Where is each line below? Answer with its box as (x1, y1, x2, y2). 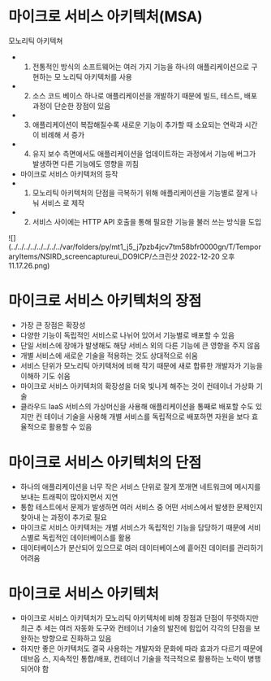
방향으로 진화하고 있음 (41, 633, 112, 643)
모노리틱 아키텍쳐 (8, 36, 63, 46)
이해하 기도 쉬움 (19, 371, 71, 381)
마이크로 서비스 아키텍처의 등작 (19, 168, 118, 179)
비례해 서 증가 (41, 129, 85, 139)
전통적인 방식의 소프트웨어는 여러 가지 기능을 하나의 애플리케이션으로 (32, 62, 250, 72)
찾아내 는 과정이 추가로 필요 (19, 512, 108, 522)
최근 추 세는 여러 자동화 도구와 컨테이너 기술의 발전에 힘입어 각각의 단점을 (19, 623, 252, 633)
